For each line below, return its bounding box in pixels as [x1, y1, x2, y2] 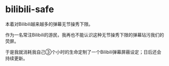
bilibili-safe [5, 4, 54, 15]
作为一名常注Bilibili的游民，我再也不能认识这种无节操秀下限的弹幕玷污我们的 [5, 31, 164, 38]
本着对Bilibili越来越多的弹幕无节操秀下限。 [5, 21, 93, 27]
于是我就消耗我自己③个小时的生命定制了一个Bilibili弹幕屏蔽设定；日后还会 [5, 49, 161, 55]
